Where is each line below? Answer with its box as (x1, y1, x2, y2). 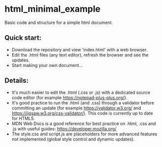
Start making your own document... (11, 62, 83, 68)
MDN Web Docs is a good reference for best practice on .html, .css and (11, 121, 156, 126)
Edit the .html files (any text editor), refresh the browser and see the (11, 52, 149, 58)
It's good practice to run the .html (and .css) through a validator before (11, 100, 155, 105)
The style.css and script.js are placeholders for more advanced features (11, 131, 158, 137)
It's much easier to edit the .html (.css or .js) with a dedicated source (11, 89, 150, 95)
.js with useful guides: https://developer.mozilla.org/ (11, 126, 117, 131)
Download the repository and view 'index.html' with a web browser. (11, 46, 148, 52)
